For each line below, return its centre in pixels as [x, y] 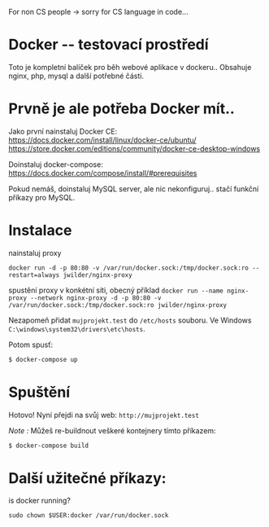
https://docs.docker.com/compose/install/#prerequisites [103, 173]
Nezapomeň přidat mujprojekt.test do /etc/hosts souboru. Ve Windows [130, 320]
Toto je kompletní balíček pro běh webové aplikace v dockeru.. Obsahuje [130, 67]
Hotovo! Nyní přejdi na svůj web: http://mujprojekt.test [104, 415]
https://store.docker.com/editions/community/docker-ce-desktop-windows [134, 148]
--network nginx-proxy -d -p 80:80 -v [95, 298]
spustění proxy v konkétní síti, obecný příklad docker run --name [116, 290]
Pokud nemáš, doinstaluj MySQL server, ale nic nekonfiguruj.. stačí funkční [134, 189]
